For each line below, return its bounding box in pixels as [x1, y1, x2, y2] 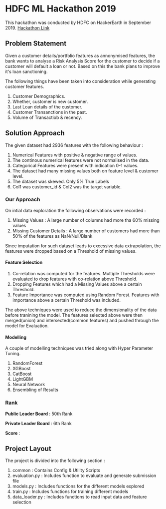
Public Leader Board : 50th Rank [5, 411, 73, 417]
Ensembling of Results [12, 387, 59, 393]
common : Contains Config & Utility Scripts [12, 468, 101, 474]
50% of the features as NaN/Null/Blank [12, 233, 93, 239]
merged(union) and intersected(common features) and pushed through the [5, 318, 159, 324]
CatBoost [12, 371, 32, 377]
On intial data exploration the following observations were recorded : [5, 207, 146, 213]
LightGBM [12, 376, 33, 382]
